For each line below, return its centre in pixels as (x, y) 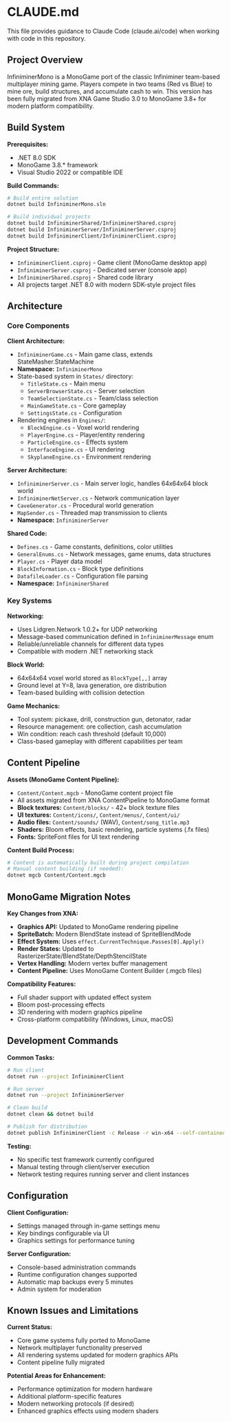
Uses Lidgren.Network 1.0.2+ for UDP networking (87, 629)
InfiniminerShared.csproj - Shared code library (85, 277)
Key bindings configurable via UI (63, 1233)
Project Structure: (33, 249)
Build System (36, 128)
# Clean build (27, 1108)
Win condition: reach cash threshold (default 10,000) (91, 733)
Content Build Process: (41, 850)
